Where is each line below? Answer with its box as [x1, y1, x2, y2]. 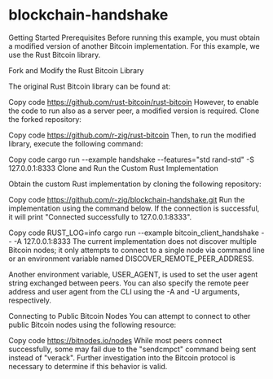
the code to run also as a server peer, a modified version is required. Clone [8, 106, 260, 115]
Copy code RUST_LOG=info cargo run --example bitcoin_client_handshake [8, 228, 259, 237]
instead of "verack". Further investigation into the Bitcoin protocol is [8, 352, 236, 363]
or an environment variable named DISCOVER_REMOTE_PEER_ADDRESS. [8, 254, 254, 264]
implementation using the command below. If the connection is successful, [8, 203, 260, 213]
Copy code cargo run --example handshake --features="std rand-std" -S [8, 155, 255, 164]
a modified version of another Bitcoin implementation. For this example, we [8, 41, 260, 50]
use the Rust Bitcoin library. [8, 50, 101, 59]
